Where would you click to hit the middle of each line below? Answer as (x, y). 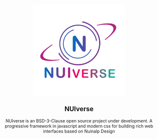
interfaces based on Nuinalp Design (79, 131)
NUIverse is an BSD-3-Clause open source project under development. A (79, 120)
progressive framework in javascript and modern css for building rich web (79, 126)
